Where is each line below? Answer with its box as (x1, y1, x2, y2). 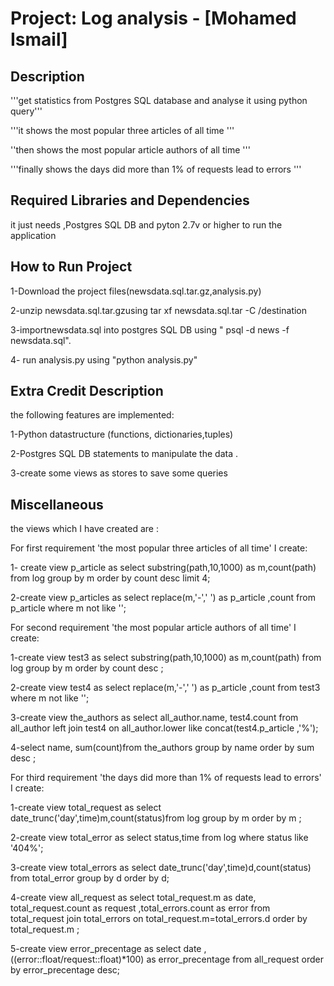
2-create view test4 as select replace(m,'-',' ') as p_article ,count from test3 (10, 682, 321, 694)
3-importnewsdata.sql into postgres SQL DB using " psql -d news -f (10, 323, 290, 336)
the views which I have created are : (10, 523, 159, 535)
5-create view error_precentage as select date (10, 943, 202, 955)
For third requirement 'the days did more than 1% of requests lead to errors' (10, 772, 322, 784)
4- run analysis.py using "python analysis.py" (10, 353, 198, 366)
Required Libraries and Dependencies (10, 192, 250, 209)
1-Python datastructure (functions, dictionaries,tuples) (10, 428, 234, 441)
